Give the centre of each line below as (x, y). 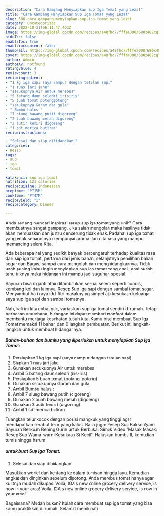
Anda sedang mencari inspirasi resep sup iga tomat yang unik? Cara (74, 223)
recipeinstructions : (27, 133)
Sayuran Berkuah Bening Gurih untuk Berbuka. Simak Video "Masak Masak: (82, 430)
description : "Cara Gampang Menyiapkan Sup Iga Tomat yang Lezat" (74, 10)
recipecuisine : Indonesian (33, 186)
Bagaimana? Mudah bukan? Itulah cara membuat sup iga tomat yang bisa (79, 503)
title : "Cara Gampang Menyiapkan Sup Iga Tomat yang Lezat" (68, 14)
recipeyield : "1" (23, 200)
